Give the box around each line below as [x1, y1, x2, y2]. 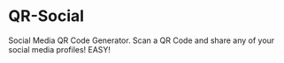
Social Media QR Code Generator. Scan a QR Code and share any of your [8, 35, 275, 45]
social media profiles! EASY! [8, 44, 111, 54]
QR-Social [8, 6, 85, 26]
